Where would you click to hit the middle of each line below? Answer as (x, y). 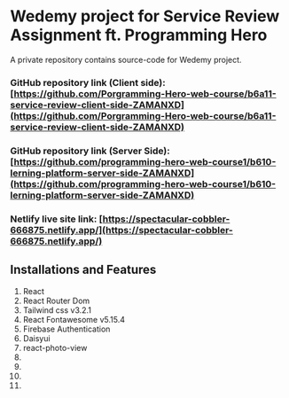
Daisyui (37, 338)
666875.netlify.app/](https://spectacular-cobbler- (121, 230)
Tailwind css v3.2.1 (57, 310)
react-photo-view (55, 347)
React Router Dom (56, 300)
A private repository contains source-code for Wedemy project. (126, 59)
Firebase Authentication (66, 329)
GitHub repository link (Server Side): (90, 151)
